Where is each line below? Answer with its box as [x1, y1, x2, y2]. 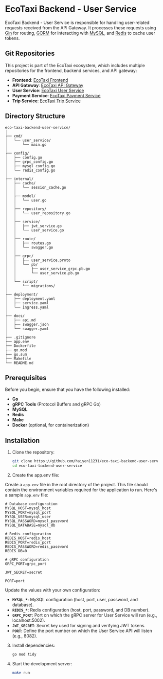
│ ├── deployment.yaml [5, 296, 55, 301]
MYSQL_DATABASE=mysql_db [5, 522, 55, 528]
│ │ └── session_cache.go [5, 185, 67, 190]
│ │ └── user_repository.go [5, 210, 71, 216]
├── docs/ [5, 313, 25, 318]
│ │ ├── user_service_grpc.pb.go [5, 266, 91, 271]
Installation [5, 436, 40, 445]
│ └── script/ [5, 279, 38, 284]
